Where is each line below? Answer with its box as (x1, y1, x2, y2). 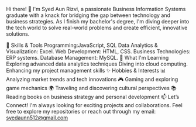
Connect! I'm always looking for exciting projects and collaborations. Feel (6, 102, 183, 108)
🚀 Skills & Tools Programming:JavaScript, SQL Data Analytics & (6, 42, 158, 49)
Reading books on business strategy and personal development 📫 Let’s (6, 94, 180, 100)
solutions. (6, 30, 30, 37)
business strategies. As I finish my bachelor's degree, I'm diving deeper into (6, 18, 190, 25)
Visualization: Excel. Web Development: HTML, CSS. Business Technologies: (6, 48, 191, 55)
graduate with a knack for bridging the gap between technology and (6, 12, 171, 19)
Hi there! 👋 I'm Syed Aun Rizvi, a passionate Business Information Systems (6, 6, 186, 12)
